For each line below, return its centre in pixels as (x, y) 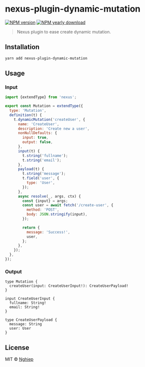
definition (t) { (26, 115)
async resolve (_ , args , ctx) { (49, 196)
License (17, 347)
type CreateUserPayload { (31, 320)
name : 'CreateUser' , (38, 124)
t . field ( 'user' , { (41, 178)
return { (31, 227)
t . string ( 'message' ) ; (44, 174)
